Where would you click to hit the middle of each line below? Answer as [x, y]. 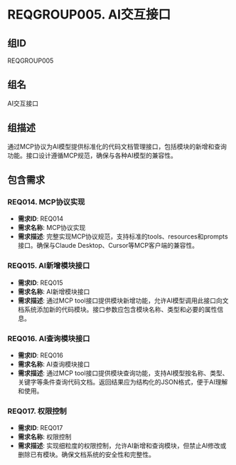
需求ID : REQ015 [40, 283]
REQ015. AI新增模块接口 [49, 266]
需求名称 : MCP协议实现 [52, 228]
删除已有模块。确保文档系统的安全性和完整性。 [86, 455]
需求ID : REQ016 [41, 355]
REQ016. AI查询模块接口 [49, 338]
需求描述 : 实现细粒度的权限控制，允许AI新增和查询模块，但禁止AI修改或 [122, 446]
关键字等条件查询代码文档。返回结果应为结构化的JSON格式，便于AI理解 [123, 382]
